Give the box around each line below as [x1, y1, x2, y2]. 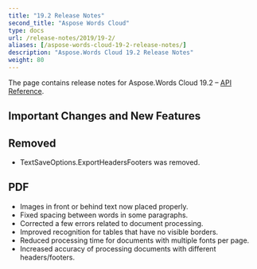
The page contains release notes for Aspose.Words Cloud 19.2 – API [8, 77, 232, 88]
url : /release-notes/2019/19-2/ [8, 33, 115, 42]
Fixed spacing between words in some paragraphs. [19, 210, 189, 220]
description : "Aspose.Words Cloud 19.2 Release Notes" [8, 49, 194, 57]
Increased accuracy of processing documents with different [19, 244, 216, 253]
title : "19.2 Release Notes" [8, 11, 105, 20]
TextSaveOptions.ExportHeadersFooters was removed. [19, 158, 201, 167]
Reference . [8, 86, 45, 96]
